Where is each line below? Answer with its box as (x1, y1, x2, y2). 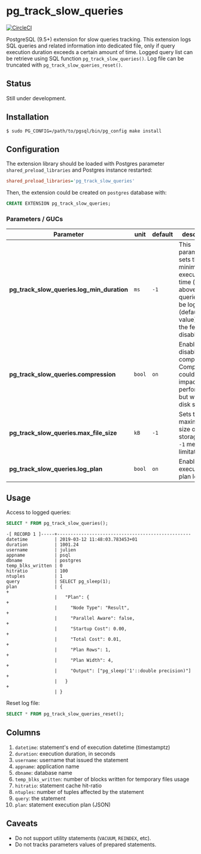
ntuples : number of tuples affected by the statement (14, 788, 144, 795)
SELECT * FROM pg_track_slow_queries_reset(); (6, 711, 124, 717)
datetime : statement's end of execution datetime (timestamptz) (14, 743, 170, 751)
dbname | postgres (6, 557, 82, 564)
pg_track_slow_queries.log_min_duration (9, 285, 129, 294)
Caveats (6, 819, 38, 829)
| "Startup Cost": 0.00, (54, 626, 127, 632)
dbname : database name (14, 769, 73, 776)
